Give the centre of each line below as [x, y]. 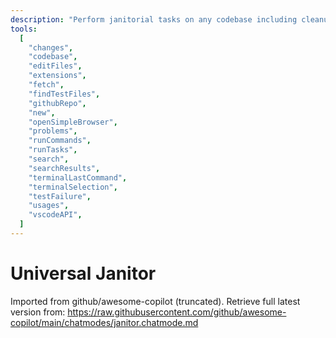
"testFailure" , [60, 196]
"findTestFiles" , [64, 94]
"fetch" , [46, 85]
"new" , [42, 112]
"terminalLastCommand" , [78, 177]
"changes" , [51, 47]
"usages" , [49, 206]
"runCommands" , [60, 141]
